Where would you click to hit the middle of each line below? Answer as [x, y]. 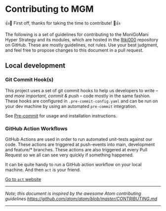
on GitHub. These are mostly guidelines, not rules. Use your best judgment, [82, 45]
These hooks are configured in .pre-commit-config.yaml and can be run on [82, 101]
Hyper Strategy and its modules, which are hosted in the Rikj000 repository [82, 39]
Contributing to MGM [49, 9]
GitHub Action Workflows [36, 128]
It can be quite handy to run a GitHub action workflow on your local [73, 164]
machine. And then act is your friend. [43, 170]
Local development [35, 66]
